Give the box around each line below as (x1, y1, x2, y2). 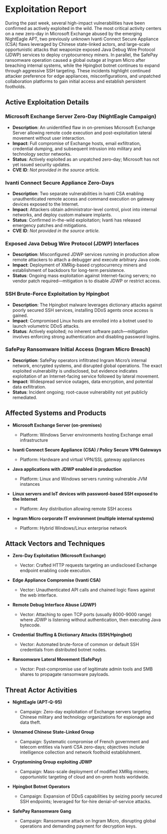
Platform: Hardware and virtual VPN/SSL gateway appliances (19, 456, 145, 462)
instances (19, 481, 40, 487)
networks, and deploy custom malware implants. (12, 211, 112, 217)
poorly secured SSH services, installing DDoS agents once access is (12, 307, 154, 313)
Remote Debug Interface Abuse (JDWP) (12, 602, 97, 608)
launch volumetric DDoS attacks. (12, 323, 80, 329)
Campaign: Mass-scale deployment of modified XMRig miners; (19, 769, 149, 775)
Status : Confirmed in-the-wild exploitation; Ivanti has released (12, 217, 141, 223)
